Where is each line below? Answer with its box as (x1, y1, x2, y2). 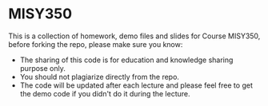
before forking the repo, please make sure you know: (8, 39, 183, 49)
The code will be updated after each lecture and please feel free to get (19, 80, 254, 90)
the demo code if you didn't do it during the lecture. (19, 88, 190, 98)
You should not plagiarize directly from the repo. (19, 72, 180, 81)
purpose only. (19, 63, 66, 73)
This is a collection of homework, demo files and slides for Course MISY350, (8, 31, 261, 41)
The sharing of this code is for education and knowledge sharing (19, 55, 234, 65)
